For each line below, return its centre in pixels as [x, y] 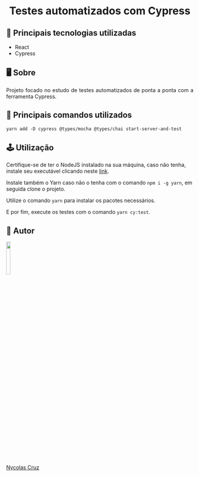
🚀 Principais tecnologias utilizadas [71, 33]
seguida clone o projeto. [36, 189]
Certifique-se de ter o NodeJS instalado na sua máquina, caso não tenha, [96, 165]
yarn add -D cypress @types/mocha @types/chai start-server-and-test [94, 129]
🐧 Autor [20, 231]
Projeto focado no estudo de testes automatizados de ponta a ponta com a [100, 90]
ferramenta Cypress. [31, 96]
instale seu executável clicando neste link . [58, 171]
